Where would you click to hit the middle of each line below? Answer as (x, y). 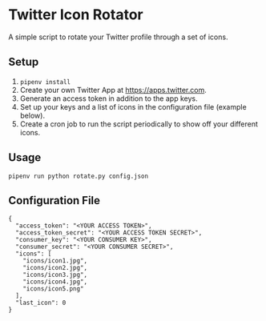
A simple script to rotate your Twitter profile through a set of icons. (118, 37)
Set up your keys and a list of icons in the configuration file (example (133, 106)
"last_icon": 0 (41, 303)
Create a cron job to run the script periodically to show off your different (139, 124)
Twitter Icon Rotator (76, 15)
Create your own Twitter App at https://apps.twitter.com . (113, 90)
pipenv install (45, 82)
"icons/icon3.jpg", (55, 275)
